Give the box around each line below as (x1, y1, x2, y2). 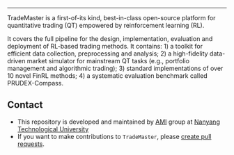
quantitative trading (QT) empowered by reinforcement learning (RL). (7, 22, 205, 29)
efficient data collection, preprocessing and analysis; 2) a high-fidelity (7, 49, 208, 58)
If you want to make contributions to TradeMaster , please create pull (17, 132, 212, 140)
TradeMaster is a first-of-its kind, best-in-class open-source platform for (7, 14, 216, 22)
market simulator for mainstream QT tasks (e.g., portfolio (26, 57, 190, 65)
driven (7, 57, 26, 65)
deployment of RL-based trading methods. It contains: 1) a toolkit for (7, 42, 203, 50)
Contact (7, 99, 43, 111)
